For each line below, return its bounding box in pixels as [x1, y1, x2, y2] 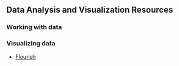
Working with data [6, 23, 62, 31]
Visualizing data [6, 39, 56, 48]
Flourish [15, 53, 36, 60]
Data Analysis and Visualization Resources [6, 5, 174, 15]
